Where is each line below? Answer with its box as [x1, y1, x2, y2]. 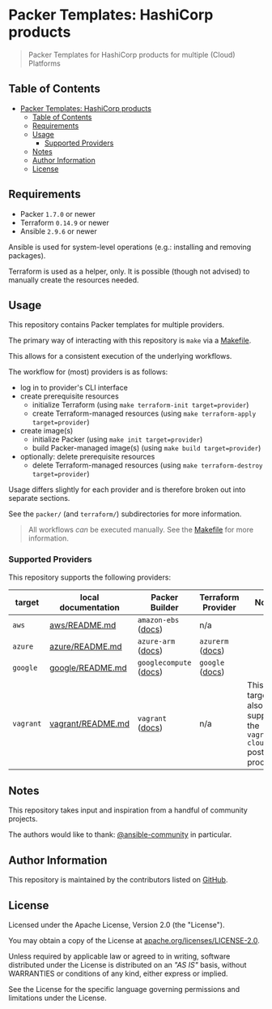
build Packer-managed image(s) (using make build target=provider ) [32, 443, 261, 453]
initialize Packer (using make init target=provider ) [32, 434, 203, 444]
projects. [8, 814, 38, 824]
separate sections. [8, 494, 70, 503]
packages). [8, 250, 46, 261]
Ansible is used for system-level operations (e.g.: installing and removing [8, 242, 252, 252]
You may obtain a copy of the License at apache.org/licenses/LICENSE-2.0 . [8, 936, 261, 946]
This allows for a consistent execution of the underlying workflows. [8, 351, 232, 361]
